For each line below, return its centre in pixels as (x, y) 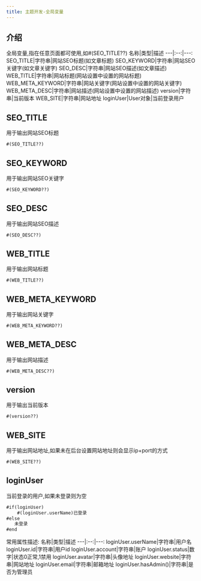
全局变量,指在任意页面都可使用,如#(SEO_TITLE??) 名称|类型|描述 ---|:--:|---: (100, 53)
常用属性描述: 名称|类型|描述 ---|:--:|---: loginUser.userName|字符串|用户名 (99, 542)
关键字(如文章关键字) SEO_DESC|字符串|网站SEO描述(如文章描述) (86, 68)
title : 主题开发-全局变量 (35, 12)
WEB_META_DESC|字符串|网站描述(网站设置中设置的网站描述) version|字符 (98, 91)
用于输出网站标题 (27, 269)
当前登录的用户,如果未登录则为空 (46, 496)
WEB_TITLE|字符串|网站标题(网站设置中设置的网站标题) (74, 76)
